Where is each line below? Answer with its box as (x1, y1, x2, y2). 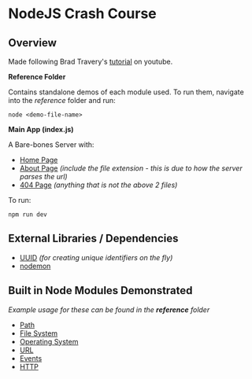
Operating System (19, 337, 79, 346)
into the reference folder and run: (8, 96, 116, 105)
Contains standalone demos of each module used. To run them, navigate (8, 87, 244, 97)
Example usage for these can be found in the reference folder (8, 304, 210, 315)
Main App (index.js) (8, 125, 74, 134)
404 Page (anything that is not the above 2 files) (19, 180, 178, 189)
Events (19, 353, 43, 362)
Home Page (19, 155, 58, 164)
